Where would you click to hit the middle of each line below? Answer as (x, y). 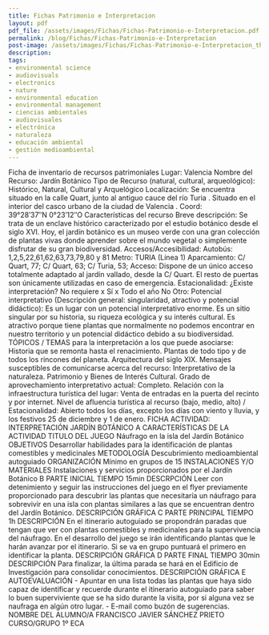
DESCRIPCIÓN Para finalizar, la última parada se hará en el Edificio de (123, 564)
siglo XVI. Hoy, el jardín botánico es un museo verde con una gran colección (134, 232)
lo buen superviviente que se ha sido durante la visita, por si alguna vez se (131, 598)
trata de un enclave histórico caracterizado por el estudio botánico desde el (133, 223)
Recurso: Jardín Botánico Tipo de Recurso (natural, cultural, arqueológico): (132, 181)
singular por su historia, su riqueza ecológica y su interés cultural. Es (122, 317)
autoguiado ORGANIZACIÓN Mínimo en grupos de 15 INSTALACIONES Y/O (131, 462)
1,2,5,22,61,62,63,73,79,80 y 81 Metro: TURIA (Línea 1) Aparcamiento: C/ (127, 258)
